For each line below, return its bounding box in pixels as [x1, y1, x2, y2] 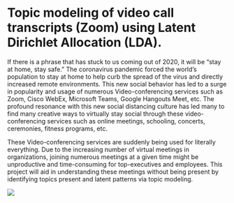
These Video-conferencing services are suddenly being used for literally [7, 137, 217, 146]
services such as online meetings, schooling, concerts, [47, 116, 205, 125]
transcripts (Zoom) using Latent [7, 20, 196, 36]
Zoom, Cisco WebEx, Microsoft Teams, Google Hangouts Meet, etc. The [7, 94, 214, 103]
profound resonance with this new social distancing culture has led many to [7, 102, 225, 110]
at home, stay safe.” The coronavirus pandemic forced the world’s [7, 65, 197, 73]
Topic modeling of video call [7, 5, 175, 21]
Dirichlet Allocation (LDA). [7, 35, 162, 50]
